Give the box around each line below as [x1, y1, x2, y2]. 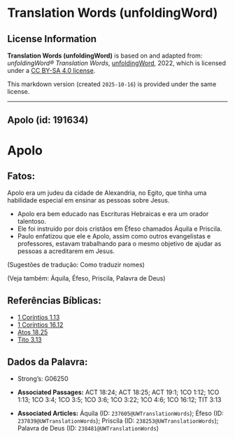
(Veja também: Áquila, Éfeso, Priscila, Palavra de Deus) [7, 274, 166, 283]
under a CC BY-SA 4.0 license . [7, 67, 96, 74]
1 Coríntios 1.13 [17, 313, 60, 322]
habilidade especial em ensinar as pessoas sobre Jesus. [7, 196, 170, 205]
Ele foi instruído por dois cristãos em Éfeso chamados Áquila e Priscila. [17, 224, 222, 233]
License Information [7, 33, 97, 45]
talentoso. [17, 217, 47, 226]
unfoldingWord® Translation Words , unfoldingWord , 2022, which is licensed [7, 59, 226, 67]
